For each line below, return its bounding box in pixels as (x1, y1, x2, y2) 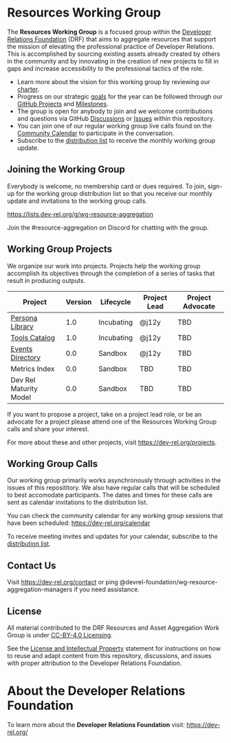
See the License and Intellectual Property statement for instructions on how (7, 644, 221, 653)
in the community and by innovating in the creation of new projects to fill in (7, 57, 219, 65)
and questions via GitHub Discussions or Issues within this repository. (16, 114, 215, 122)
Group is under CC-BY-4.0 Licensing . (7, 631, 113, 639)
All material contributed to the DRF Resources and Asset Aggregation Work (7, 624, 220, 632)
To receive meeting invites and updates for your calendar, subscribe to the (7, 533, 218, 541)
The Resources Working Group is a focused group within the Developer (7, 28, 212, 36)
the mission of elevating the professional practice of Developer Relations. (7, 42, 214, 50)
